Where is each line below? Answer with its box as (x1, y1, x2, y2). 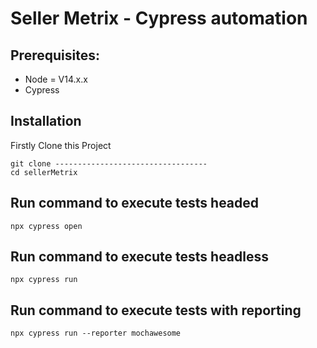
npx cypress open (10, 221, 83, 231)
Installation (10, 113, 82, 130)
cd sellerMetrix (10, 167, 78, 177)
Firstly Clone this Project (10, 139, 112, 151)
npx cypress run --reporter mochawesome (10, 328, 182, 339)
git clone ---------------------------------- (10, 158, 208, 169)
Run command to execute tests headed (10, 195, 260, 212)
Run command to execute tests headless (10, 248, 270, 266)
